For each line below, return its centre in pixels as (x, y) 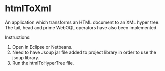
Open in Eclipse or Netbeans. (42, 47)
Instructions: (18, 37)
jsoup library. (26, 57)
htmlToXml (28, 9)
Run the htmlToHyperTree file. (43, 63)
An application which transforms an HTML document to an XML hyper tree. (82, 22)
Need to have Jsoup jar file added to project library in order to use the (84, 52)
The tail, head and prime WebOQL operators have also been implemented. (82, 27)
